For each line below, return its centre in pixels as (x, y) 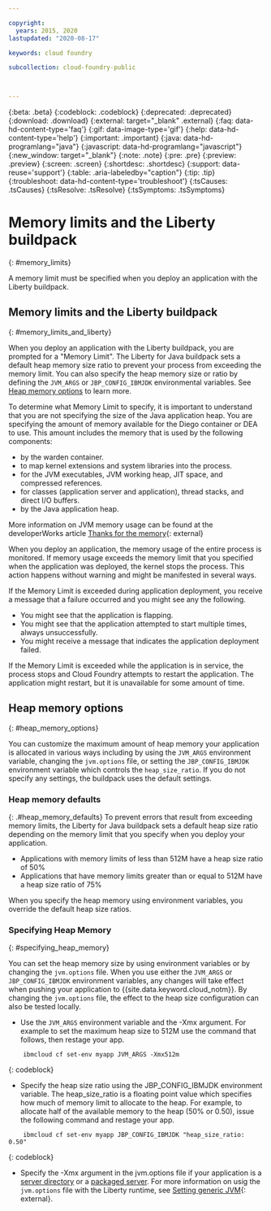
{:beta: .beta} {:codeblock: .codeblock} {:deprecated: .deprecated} (120, 112)
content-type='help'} (43, 138)
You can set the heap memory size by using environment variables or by (129, 964)
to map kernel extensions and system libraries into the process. (126, 465)
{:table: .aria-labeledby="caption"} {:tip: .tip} (141, 172)
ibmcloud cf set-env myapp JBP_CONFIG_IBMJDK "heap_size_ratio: (134, 1135)
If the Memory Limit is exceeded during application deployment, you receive (135, 590)
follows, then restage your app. (72, 1040)
